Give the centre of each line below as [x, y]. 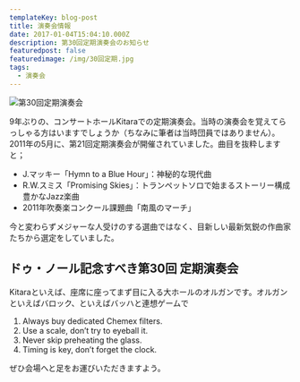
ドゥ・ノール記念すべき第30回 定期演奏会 [124, 269]
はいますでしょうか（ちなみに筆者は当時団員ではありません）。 [164, 132]
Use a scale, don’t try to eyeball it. [85, 330]
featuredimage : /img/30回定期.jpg [72, 59]
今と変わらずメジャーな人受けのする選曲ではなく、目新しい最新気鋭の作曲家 [150, 226]
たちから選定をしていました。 [64, 237]
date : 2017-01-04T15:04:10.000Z [69, 34]
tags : [19, 68]
